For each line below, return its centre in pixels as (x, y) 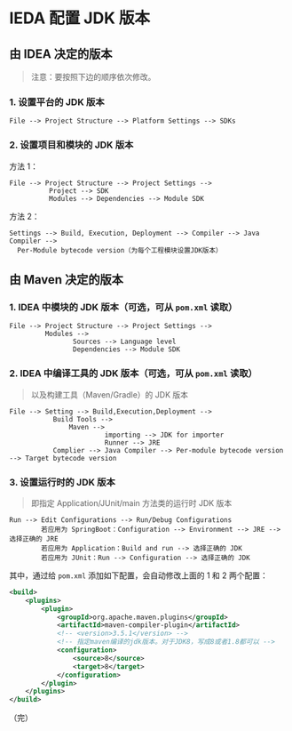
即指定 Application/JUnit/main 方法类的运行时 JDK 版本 (131, 502)
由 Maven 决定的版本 (67, 280)
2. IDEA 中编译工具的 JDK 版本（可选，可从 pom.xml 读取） (133, 374)
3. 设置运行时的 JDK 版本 (62, 482)
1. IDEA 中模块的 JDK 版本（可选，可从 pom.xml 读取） (123, 307)
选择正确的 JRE (34, 539)
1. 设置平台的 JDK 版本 (57, 101)
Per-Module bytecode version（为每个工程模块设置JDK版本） (120, 250)
